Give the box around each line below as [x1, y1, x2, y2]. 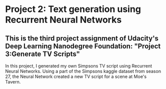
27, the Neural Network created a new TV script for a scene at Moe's [5, 73, 146, 79]
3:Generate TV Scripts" [5, 49, 80, 58]
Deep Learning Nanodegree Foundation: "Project [5, 41, 161, 50]
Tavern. [5, 79, 21, 84]
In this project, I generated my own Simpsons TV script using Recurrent [5, 63, 152, 68]
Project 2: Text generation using [5, 3, 141, 15]
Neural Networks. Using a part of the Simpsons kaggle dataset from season [5, 68, 161, 74]
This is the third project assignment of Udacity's [5, 34, 159, 42]
